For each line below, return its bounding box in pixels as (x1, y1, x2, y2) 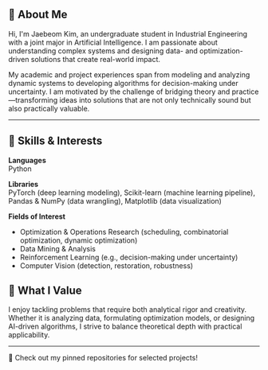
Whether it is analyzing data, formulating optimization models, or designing (8, 314, 255, 323)
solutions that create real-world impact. (30, 54, 161, 64)
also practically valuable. (8, 103, 90, 113)
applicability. (8, 330, 50, 340)
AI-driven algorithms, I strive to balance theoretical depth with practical (8, 321, 242, 331)
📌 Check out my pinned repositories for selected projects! (8, 353, 198, 363)
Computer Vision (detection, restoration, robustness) (19, 260, 194, 271)
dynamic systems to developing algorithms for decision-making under (8, 78, 239, 88)
